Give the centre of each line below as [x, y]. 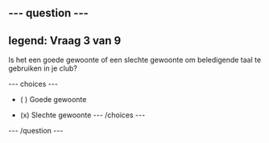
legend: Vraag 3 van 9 [65, 41]
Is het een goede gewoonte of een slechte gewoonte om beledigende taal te [135, 60]
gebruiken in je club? [43, 68]
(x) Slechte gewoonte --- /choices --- [83, 115]
